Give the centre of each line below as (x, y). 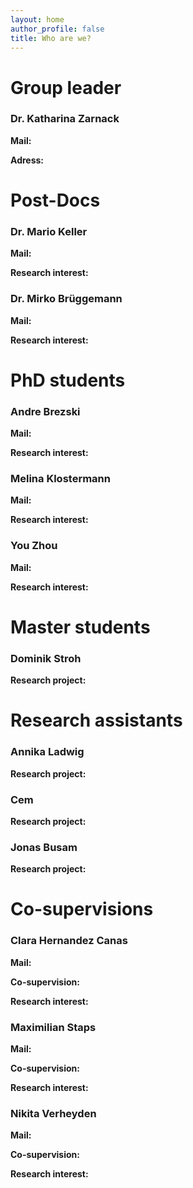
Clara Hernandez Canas (69, 941)
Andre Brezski (45, 411)
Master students (80, 627)
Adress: (27, 160)
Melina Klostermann (60, 479)
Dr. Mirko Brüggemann (66, 299)
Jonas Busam (44, 847)
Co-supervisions (82, 909)
